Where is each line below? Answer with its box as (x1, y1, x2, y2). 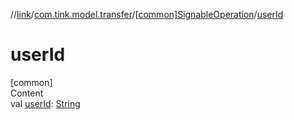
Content (10, 87, 44, 99)
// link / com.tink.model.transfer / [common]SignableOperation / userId (10, 9, 284, 20)
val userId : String (10, 97, 81, 109)
